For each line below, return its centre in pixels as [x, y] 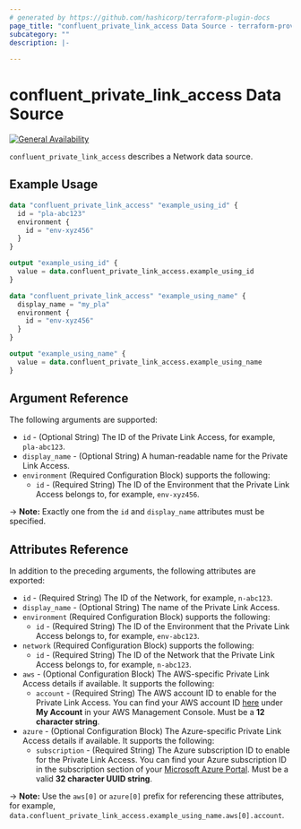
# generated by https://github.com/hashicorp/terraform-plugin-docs [140, 17]
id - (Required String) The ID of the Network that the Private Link [155, 655]
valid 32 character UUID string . [94, 779]
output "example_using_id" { [64, 263]
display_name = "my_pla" [64, 304]
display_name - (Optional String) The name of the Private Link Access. [151, 608]
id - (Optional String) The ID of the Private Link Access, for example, [149, 437]
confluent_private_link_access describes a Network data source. [131, 157]
